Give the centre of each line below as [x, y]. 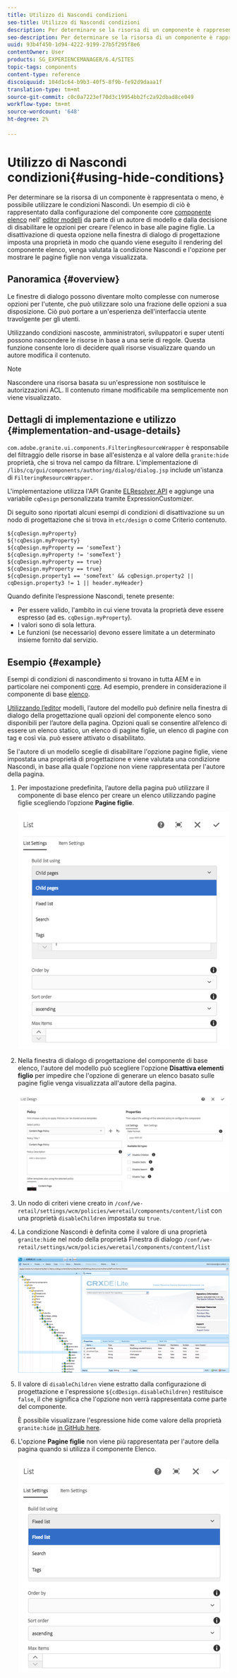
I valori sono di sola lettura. [57, 625]
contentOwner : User [36, 52]
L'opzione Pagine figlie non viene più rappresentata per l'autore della [118, 1441]
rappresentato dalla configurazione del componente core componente [109, 212]
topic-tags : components [42, 67]
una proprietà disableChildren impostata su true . [89, 1218]
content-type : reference [44, 74]
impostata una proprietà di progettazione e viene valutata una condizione [114, 759]
